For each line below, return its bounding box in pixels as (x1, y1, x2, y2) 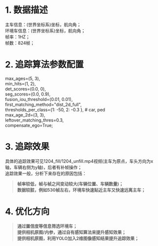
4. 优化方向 (5, 206, 50, 217)
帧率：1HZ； (5, 34, 30, 40)
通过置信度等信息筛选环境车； (17, 223, 77, 229)
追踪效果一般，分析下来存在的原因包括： (5, 170, 87, 176)
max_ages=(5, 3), (5, 75, 41, 81)
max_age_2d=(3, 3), (5, 112, 45, 118)
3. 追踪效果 (5, 141, 50, 152)
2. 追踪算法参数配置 (5, 59, 84, 70)
